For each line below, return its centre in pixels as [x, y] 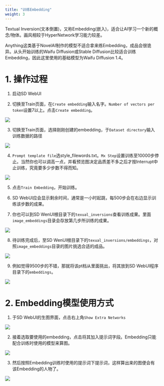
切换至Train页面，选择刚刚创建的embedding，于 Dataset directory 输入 [83, 130]
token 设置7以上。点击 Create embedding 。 [53, 110]
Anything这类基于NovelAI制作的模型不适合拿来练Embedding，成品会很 [76, 45]
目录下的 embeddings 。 [34, 272]
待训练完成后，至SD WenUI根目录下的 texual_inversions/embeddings [81, 240]
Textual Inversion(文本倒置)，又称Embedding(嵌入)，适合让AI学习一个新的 [79, 29]
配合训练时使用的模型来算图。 [42, 343]
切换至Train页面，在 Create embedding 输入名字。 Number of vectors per [83, 104]
